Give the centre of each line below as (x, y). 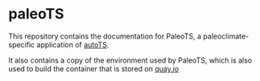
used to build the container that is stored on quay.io (94, 68)
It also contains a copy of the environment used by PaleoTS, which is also (130, 60)
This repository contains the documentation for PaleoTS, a (105, 36)
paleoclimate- (226, 36)
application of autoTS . (73, 44)
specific (22, 44)
